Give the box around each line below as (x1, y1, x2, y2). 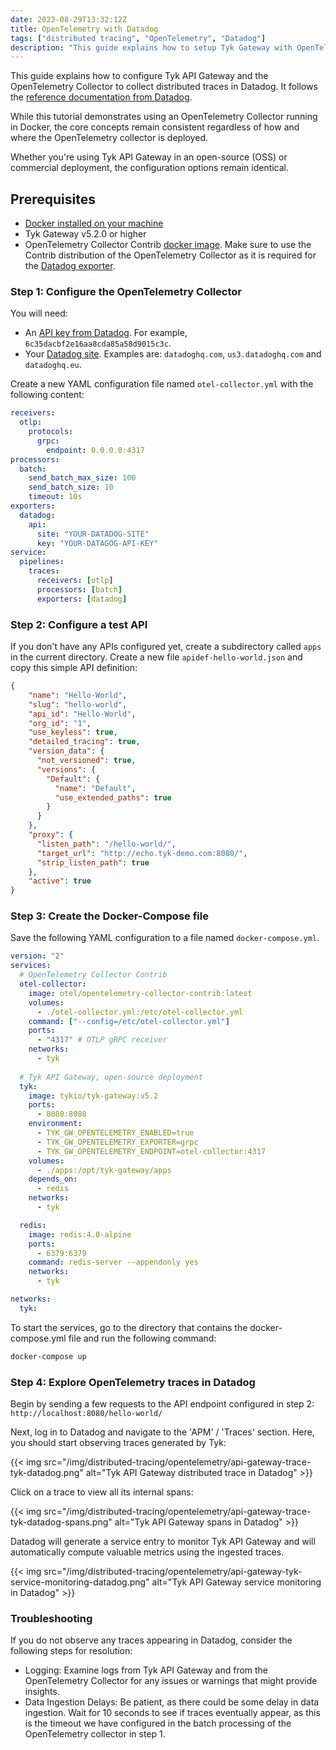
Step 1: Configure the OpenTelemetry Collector (10, 284, 242, 298)
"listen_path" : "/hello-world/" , (36, 839, 177, 849)
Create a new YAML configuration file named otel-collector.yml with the (10, 378, 314, 390)
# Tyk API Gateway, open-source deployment (19, 1072, 203, 1082)
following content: (10, 389, 85, 401)
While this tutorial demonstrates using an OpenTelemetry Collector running (10, 111, 318, 123)
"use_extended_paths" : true (54, 792, 172, 803)
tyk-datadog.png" (10, 1467, 84, 1478)
